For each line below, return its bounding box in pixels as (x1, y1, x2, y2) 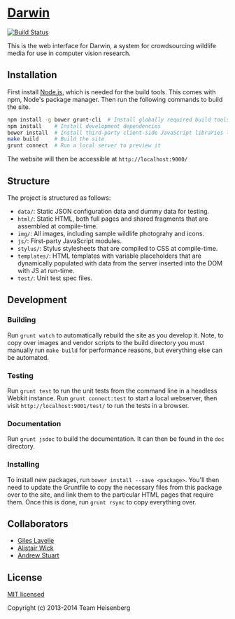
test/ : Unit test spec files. (17, 274, 93, 282)
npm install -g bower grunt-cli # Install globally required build (7, 116, 211, 123)
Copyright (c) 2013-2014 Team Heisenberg (7, 604, 131, 612)
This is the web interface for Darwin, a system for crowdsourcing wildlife (7, 41, 217, 50)
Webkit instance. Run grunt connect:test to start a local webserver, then (7, 393, 218, 402)
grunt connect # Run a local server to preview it (7, 142, 161, 150)
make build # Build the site (7, 136, 105, 143)
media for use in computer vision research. (7, 49, 131, 57)
